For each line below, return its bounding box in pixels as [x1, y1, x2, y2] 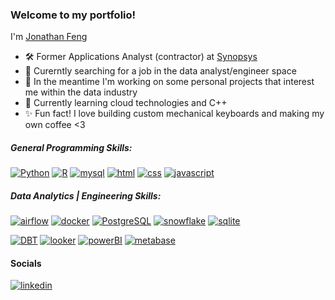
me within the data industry [24, 86, 138, 98]
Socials [10, 257, 42, 269]
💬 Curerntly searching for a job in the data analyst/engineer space [24, 65, 297, 77]
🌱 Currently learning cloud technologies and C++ [24, 97, 228, 109]
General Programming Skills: [10, 141, 133, 153]
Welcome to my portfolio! [10, 8, 137, 22]
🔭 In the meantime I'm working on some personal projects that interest [24, 76, 315, 88]
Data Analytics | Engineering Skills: [10, 189, 162, 202]
